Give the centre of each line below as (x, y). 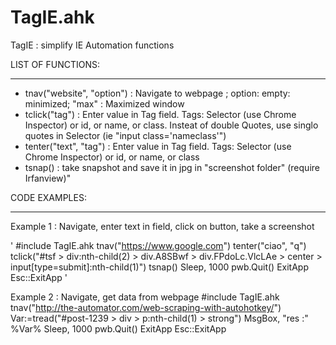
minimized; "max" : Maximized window (104, 103)
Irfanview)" (48, 178)
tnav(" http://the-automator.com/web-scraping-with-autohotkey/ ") (146, 307)
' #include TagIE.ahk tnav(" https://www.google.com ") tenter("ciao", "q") (158, 245)
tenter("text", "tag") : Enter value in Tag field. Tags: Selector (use (158, 146)
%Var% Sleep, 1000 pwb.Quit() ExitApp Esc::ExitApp (118, 328)
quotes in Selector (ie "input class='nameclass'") (125, 135)
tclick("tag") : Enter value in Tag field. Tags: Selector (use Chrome (160, 114)
